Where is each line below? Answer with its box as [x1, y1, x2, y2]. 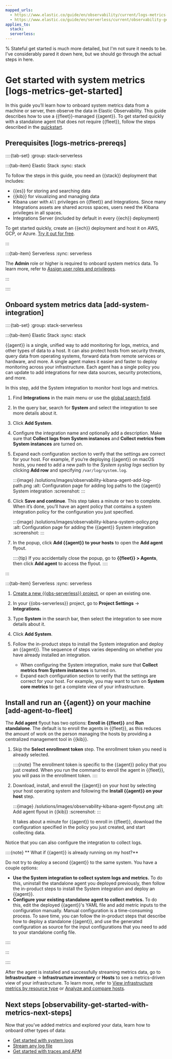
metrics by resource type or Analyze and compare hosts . [5, 986, 125, 992]
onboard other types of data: [5, 1027, 67, 1034]
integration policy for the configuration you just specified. [12, 508, 134, 515]
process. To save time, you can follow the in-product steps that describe [12, 913, 166, 919]
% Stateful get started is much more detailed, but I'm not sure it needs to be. [5, 46, 167, 51]
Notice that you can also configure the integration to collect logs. [5, 839, 142, 846]
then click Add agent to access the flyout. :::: [12, 560, 108, 566]
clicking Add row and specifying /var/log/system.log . [12, 467, 127, 473]
